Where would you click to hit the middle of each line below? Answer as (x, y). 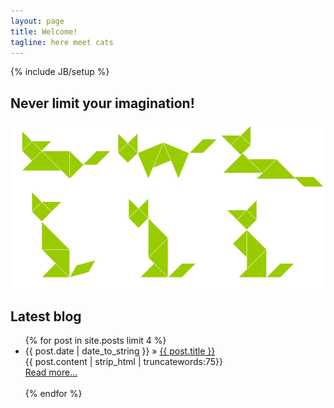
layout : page (37, 21)
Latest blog (46, 316)
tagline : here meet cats (62, 42)
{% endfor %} (53, 394)
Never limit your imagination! (102, 103)
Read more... (51, 372)
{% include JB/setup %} (60, 72)
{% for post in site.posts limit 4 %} (95, 341)
